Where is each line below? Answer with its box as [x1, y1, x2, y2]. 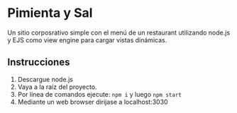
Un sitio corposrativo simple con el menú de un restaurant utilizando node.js [7, 28, 231, 37]
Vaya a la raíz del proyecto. [17, 83, 97, 91]
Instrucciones [7, 56, 70, 69]
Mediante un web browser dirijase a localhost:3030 [17, 97, 168, 106]
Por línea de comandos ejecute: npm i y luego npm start [17, 90, 182, 98]
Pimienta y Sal [7, 5, 93, 21]
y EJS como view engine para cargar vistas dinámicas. [7, 35, 167, 44]
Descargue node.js [17, 75, 73, 83]
